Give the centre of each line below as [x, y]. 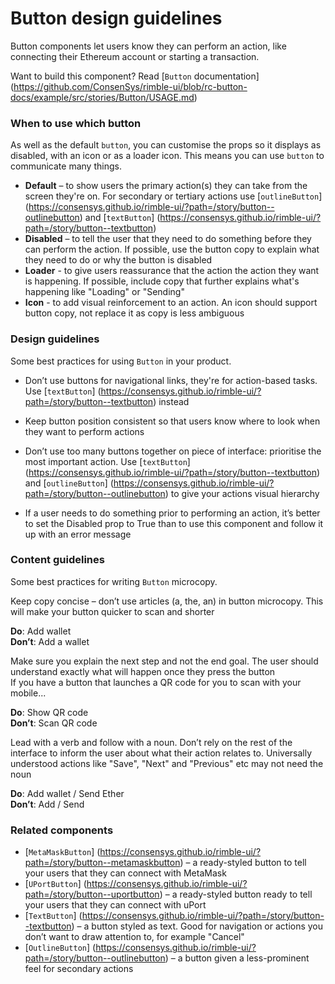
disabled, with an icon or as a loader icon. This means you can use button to [167, 156]
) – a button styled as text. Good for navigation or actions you [197, 926]
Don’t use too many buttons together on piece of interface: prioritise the [173, 451]
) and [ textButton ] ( [120, 218]
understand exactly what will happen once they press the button [143, 671]
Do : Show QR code [49, 712]
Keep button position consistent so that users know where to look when [172, 421]
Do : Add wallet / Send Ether [67, 793]
